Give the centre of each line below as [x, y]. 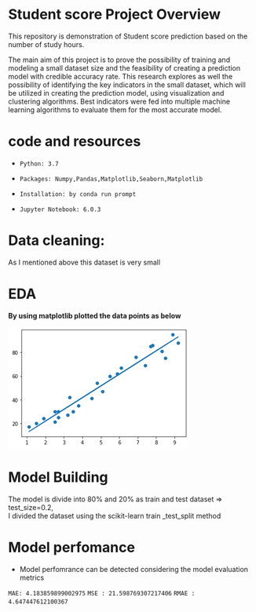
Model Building [58, 477]
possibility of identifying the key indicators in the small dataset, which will [127, 85]
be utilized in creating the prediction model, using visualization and [116, 93]
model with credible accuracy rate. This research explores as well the [121, 76]
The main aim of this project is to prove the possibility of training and [119, 60]
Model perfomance [72, 547]
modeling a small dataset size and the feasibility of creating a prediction [124, 67]
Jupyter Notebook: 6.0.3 [60, 209]
